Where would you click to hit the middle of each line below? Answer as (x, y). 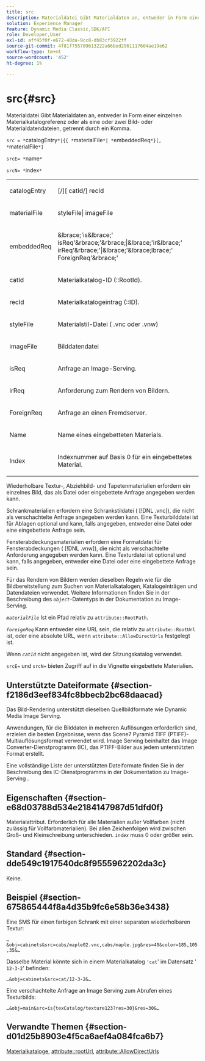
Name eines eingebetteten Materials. (110, 435)
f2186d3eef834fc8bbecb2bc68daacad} (85, 694)
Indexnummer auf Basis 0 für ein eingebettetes (125, 457)
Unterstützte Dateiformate (58, 685)
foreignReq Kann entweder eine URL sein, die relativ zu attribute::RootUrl (101, 629)
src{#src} (31, 99)
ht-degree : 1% (24, 63)
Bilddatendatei (78, 347)
